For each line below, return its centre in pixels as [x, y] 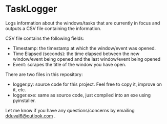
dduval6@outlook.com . [30, 116]
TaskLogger [31, 9]
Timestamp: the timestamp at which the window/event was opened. [84, 48]
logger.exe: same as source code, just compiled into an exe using [82, 95]
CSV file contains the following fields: [45, 38]
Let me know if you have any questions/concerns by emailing [70, 110]
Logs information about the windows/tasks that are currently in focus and [83, 23]
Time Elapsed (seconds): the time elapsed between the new [76, 54]
